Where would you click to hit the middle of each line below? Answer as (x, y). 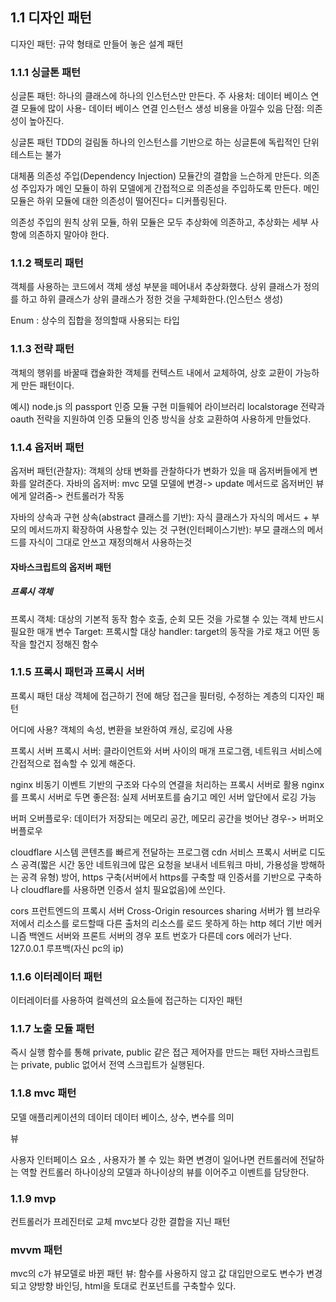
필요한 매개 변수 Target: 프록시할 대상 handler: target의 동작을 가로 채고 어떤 (160, 631)
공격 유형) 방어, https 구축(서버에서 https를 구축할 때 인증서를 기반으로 (158, 877)
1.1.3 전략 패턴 (42, 349)
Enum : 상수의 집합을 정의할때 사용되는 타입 (95, 320)
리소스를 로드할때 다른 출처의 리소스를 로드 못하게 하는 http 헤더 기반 (170, 923)
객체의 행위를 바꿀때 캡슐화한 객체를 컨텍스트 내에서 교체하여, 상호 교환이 (151, 372)
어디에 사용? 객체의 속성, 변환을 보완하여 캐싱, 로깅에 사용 (121, 729)
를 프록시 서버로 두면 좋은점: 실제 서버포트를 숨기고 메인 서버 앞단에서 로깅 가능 (163, 797)
